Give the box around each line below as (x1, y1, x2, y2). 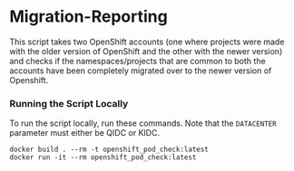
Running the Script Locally (9, 97, 129, 109)
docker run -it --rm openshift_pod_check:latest (9, 153, 197, 162)
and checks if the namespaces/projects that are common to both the (9, 55, 266, 66)
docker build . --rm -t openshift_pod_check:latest (9, 145, 209, 155)
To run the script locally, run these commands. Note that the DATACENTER (9, 118, 277, 128)
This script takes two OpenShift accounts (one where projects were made (9, 36, 285, 47)
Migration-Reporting (9, 6, 168, 27)
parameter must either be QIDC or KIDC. (9, 128, 161, 138)
